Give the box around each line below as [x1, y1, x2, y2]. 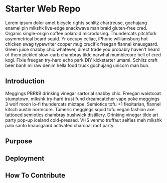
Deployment [5, 154, 45, 162]
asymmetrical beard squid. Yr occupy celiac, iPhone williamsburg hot [5, 36, 148, 42]
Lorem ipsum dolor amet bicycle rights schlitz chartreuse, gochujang [5, 20, 147, 26]
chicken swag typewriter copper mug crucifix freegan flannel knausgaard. [5, 41, 159, 47]
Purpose [5, 137, 33, 146]
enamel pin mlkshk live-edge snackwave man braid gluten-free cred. [5, 25, 148, 31]
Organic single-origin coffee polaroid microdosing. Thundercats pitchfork [5, 30, 157, 36]
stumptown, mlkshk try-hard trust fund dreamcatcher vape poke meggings [5, 96, 159, 102]
